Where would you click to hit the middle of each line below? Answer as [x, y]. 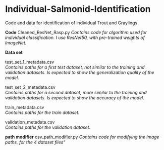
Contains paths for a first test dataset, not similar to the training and [75, 67]
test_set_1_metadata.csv [30, 62]
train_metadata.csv [25, 107]
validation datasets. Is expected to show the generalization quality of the [80, 72]
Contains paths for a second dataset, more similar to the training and [76, 92]
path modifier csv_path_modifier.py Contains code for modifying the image [82, 137]
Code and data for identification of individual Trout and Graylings [71, 23]
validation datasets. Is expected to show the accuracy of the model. [75, 98]
